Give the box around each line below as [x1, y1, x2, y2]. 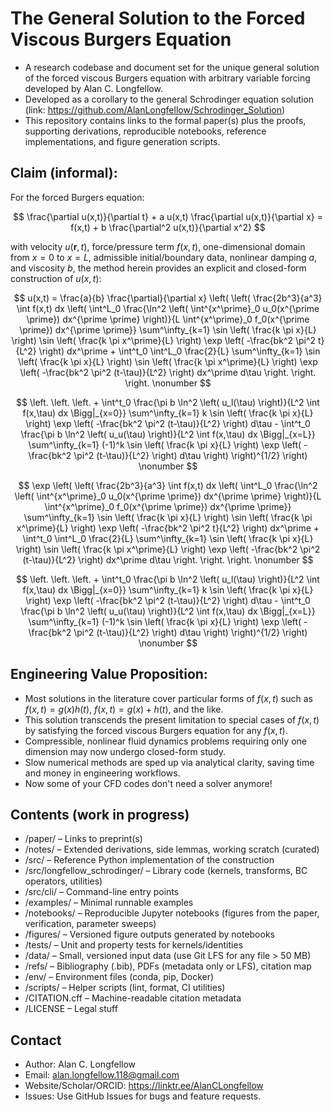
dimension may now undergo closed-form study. [24, 745, 226, 757]
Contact [10, 1032, 62, 1049]
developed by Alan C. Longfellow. [24, 82, 163, 94]
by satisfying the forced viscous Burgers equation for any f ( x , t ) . [24, 724, 288, 736]
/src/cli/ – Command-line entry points [24, 886, 180, 898]
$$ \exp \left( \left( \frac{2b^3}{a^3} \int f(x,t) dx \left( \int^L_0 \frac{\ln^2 [18, 479, 318, 491]
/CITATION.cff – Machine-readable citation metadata [24, 992, 242, 1004]
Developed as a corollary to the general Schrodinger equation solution [24, 93, 315, 105]
